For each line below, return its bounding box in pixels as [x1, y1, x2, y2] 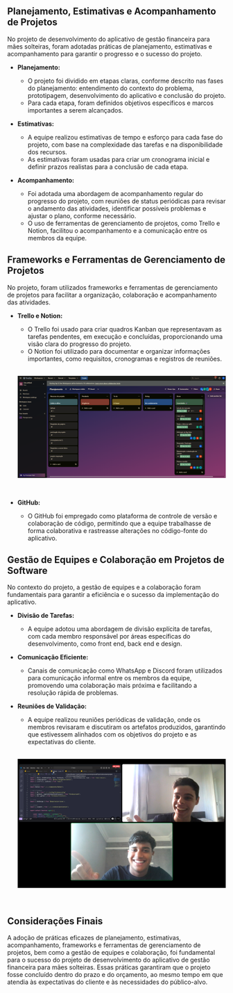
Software [7, 564, 48, 576]
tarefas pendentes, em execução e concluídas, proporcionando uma [27, 332, 223, 340]
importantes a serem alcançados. [27, 106, 123, 114]
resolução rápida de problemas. [27, 689, 119, 697]
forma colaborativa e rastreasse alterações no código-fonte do [27, 526, 208, 534]
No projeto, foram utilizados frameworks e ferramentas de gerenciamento [7, 283, 218, 291]
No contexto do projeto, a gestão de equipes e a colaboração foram [7, 583, 201, 591]
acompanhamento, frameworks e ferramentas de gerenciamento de [7, 941, 201, 949]
